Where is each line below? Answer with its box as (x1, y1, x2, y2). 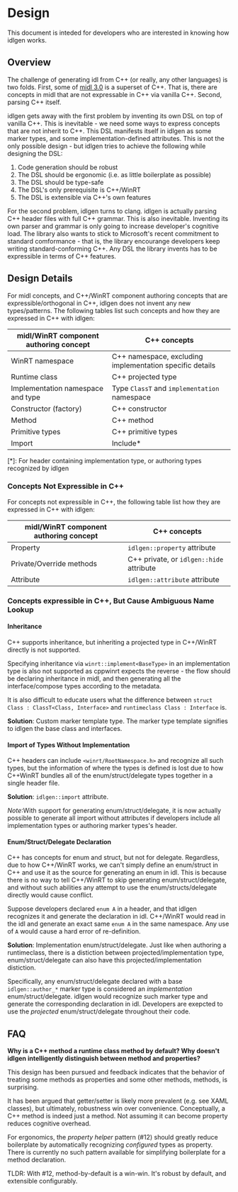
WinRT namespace (11, 356, 74, 365)
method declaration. (7, 1156, 66, 1164)
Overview (7, 57, 52, 69)
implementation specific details (111, 360, 216, 370)
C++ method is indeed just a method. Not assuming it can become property (7, 1112, 228, 1120)
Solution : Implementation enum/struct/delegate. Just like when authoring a (7, 941, 227, 950)
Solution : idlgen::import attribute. (7, 793, 108, 801)
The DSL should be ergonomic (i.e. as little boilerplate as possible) (17, 170, 211, 178)
